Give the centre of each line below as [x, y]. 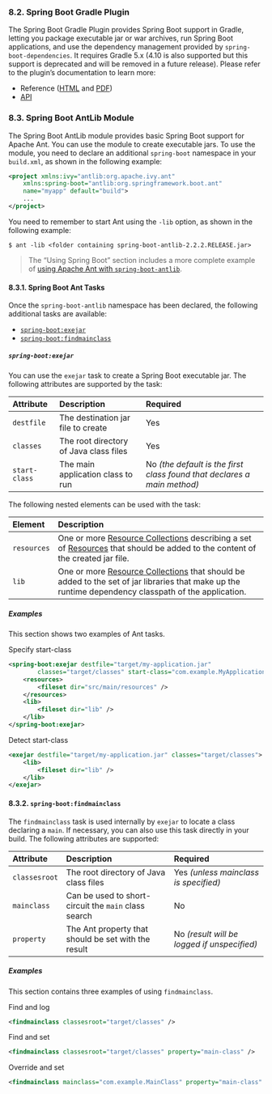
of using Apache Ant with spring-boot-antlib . [105, 269]
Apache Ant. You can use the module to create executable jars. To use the [132, 144]
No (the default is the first [194, 464]
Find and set [29, 1037]
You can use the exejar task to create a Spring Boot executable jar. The [127, 375]
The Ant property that [107, 929]
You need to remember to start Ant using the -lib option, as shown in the [131, 222]
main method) [172, 485]
